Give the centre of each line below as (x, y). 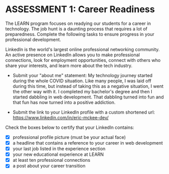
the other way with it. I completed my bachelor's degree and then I (82, 91)
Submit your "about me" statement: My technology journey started (82, 75)
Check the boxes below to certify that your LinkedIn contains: (70, 127)
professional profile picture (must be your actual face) (69, 137)
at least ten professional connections (51, 160)
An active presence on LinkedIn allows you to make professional (73, 55)
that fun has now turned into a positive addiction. (64, 102)
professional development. (33, 40)
